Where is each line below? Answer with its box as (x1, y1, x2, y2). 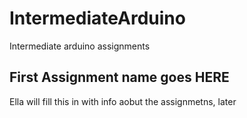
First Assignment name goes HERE (9, 69, 230, 86)
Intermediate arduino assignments (9, 40, 151, 52)
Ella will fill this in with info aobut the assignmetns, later (9, 95, 237, 107)
